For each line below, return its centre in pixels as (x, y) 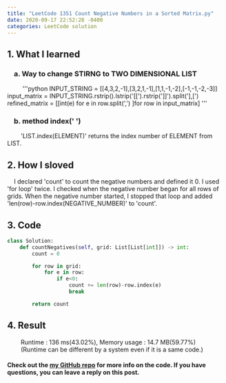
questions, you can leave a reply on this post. (73, 373)
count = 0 (46, 254)
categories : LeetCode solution (52, 26)
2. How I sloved (41, 165)
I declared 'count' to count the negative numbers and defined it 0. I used (116, 182)
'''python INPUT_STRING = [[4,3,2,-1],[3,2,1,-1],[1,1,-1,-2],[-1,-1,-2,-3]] (120, 89)
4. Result (27, 326)
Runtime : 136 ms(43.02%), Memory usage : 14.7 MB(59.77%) (108, 342)
